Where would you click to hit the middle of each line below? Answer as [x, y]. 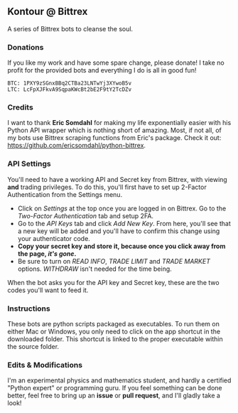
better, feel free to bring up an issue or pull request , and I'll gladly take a [114, 396]
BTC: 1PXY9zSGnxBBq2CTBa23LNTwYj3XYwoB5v [70, 84]
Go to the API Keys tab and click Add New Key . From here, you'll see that [124, 223]
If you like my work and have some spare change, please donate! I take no [116, 63]
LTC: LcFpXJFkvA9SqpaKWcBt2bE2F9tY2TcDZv [70, 90]
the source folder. [33, 347]
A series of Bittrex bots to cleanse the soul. [70, 28]
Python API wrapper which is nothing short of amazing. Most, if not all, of [115, 130]
